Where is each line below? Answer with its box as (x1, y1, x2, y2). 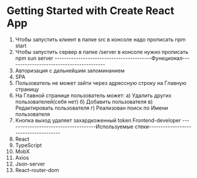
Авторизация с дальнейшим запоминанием (15, 67, 125, 74)
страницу (15, 85, 39, 93)
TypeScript (15, 142, 42, 149)
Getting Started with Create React (6, 4, 175, 18)
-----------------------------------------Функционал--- (54, 54, 190, 61)
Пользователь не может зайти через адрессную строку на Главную (15, 79, 187, 86)
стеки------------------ (134, 123, 192, 130)
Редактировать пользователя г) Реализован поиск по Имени (15, 104, 168, 111)
